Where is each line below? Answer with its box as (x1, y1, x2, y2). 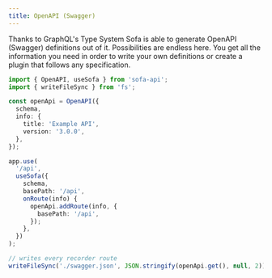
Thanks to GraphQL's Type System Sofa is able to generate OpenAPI (8, 34, 237, 44)
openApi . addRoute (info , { (29, 202, 117, 210)
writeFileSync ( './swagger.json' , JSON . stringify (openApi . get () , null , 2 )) (8, 262, 266, 270)
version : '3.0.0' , (23, 127, 85, 136)
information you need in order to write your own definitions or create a (8, 51, 243, 61)
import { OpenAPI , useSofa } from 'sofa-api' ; (8, 75, 168, 83)
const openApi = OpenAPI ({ (8, 98, 100, 106)
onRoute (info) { (23, 195, 79, 203)
